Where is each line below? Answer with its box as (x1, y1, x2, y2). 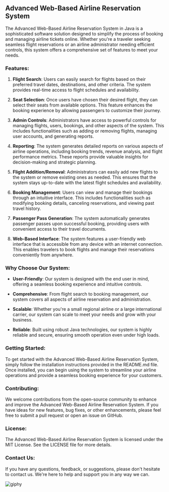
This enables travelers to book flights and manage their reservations (12, 247, 155, 253)
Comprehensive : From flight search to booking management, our (12, 291, 149, 297)
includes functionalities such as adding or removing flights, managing (12, 128, 157, 134)
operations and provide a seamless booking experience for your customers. (5, 372, 163, 378)
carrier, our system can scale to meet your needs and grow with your (12, 311, 156, 317)
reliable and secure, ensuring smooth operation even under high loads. (12, 332, 160, 338)
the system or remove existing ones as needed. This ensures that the (12, 174, 156, 181)
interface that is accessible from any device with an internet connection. (12, 241, 163, 247)
